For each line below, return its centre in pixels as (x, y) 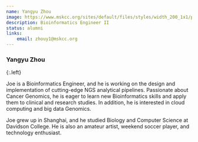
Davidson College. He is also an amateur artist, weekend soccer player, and (98, 127)
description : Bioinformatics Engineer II (58, 22)
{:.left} (14, 72)
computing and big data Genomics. (49, 109)
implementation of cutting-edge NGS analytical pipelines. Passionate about (97, 90)
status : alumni (25, 28)
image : (14, 17)
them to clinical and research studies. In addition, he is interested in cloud (95, 103)
